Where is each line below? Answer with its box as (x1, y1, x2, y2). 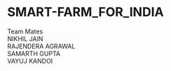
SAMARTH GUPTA (7, 49, 61, 58)
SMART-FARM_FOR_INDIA (7, 4, 164, 20)
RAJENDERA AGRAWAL (7, 42, 76, 50)
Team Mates (7, 27, 43, 35)
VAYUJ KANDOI (7, 56, 53, 65)
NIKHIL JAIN (7, 34, 43, 42)
